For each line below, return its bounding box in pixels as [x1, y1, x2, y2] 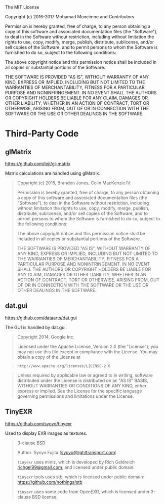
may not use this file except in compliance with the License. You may [17, 348, 158, 355]
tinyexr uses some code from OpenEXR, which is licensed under [17, 489, 150, 495]
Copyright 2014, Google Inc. [17, 334, 75, 340]
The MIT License [5, 4, 40, 10]
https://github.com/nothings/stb [17, 479, 82, 485]
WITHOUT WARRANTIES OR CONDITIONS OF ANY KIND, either [17, 382, 147, 388]
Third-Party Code [5, 128, 79, 139]
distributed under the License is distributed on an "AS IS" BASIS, [17, 378, 149, 383]
